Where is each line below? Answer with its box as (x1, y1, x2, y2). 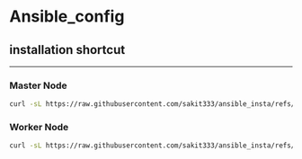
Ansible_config (9, 6, 125, 27)
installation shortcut (9, 42, 126, 57)
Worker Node (9, 121, 69, 134)
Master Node (9, 79, 67, 92)
